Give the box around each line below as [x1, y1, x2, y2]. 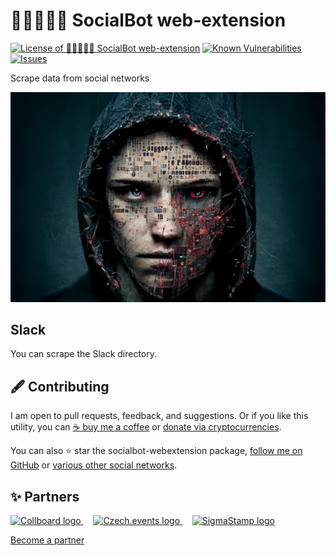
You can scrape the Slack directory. [10, 348, 158, 360]
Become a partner [10, 534, 85, 546]
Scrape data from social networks [10, 72, 150, 84]
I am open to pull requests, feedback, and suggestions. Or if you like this [10, 410, 309, 422]
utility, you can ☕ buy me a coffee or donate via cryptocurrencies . [10, 421, 282, 433]
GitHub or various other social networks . [10, 459, 178, 471]
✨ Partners [10, 488, 80, 505]
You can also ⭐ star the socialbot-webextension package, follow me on [10, 445, 303, 457]
